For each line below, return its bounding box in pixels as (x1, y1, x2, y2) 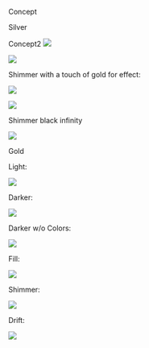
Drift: (8, 316, 26, 325)
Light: (8, 162, 27, 172)
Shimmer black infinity (8, 116, 83, 125)
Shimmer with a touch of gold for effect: (8, 70, 141, 79)
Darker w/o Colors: (8, 223, 72, 233)
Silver (8, 23, 27, 31)
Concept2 (8, 39, 42, 48)
